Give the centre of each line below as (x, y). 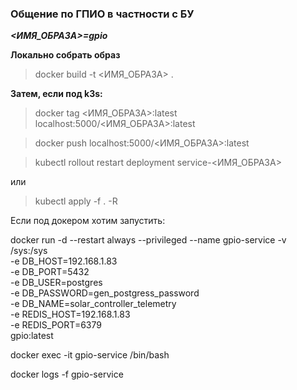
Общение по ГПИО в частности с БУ (102, 14)
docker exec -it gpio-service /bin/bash (90, 355)
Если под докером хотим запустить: (88, 221)
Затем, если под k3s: (56, 94)
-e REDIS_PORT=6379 (56, 325)
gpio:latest (32, 336)
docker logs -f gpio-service (67, 374)
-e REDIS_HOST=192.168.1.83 (70, 314)
